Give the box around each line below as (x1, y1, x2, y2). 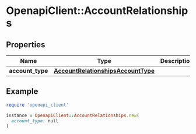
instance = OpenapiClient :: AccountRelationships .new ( (6, 112, 140, 118)
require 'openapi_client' (6, 102, 69, 108)
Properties (6, 40, 45, 50)
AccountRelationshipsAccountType (53, 67, 155, 75)
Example (6, 86, 38, 97)
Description (160, 57, 194, 65)
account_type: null (11, 118, 59, 124)
